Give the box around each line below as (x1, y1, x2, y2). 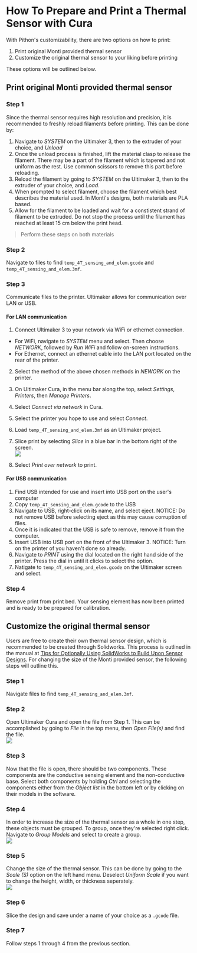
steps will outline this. (6, 662, 59, 669)
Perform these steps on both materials (20, 230, 114, 238)
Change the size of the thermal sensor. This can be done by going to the (6, 865, 182, 872)
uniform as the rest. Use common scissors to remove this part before (14, 162, 183, 170)
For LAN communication (6, 313, 67, 320)
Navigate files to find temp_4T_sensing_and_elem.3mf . (6, 690, 134, 698)
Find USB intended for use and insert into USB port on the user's (14, 488, 172, 495)
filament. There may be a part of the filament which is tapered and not (14, 157, 185, 164)
